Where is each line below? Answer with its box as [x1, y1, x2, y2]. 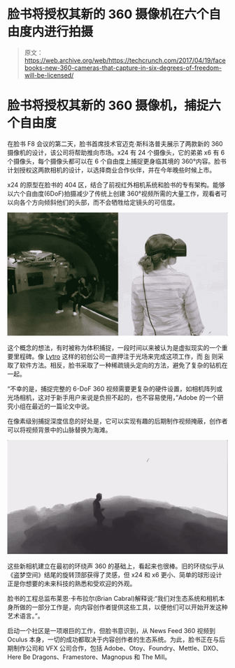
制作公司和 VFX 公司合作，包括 [13, 644, 103, 652]
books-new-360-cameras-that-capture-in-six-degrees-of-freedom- [24, 64, 222, 72]
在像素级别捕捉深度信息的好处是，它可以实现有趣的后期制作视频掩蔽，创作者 [7, 416, 228, 425]
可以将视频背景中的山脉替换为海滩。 [7, 426, 112, 434]
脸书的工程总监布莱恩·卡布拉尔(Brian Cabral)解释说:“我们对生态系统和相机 [7, 594, 219, 602]
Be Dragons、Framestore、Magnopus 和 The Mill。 [22, 653, 171, 661]
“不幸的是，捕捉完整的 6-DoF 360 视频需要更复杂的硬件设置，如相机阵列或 [7, 384, 223, 393]
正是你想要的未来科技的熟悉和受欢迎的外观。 [7, 579, 136, 588]
